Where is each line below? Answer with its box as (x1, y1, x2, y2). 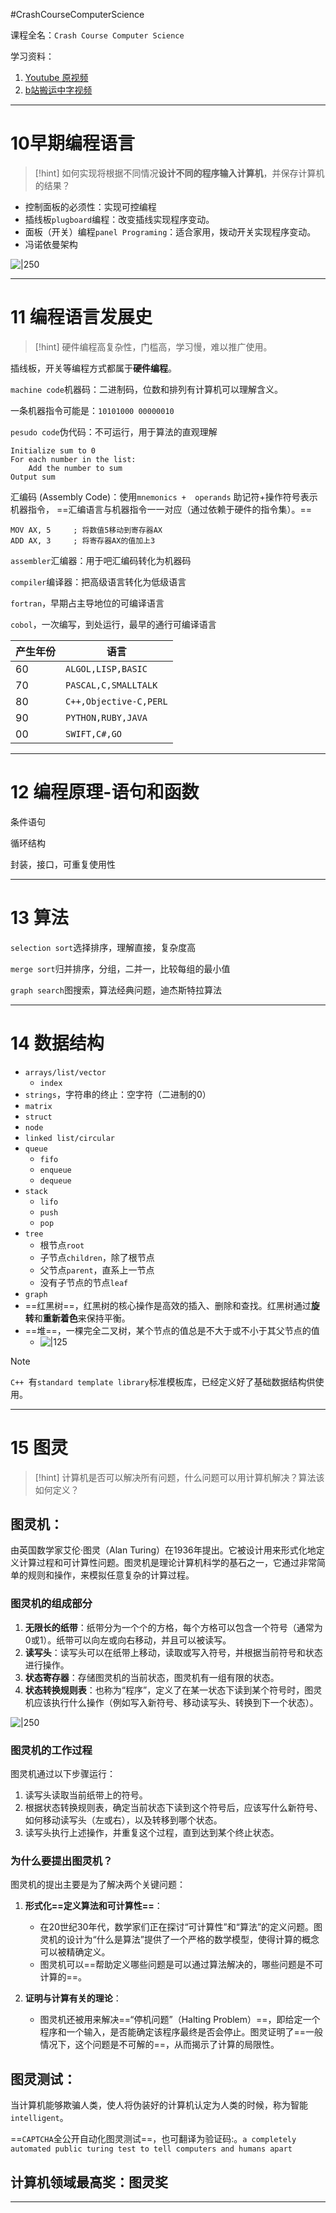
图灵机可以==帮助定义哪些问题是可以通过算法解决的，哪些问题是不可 (39, 1959, 324, 1971)
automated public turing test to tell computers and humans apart (10, 2144, 293, 2154)
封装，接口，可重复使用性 (10, 858, 116, 870)
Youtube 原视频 (24, 72, 89, 83)
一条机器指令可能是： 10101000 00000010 (10, 404, 175, 416)
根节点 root (39, 1239, 85, 1251)
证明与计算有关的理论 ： (24, 1992, 122, 2004)
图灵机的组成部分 (10, 1597, 93, 1611)
